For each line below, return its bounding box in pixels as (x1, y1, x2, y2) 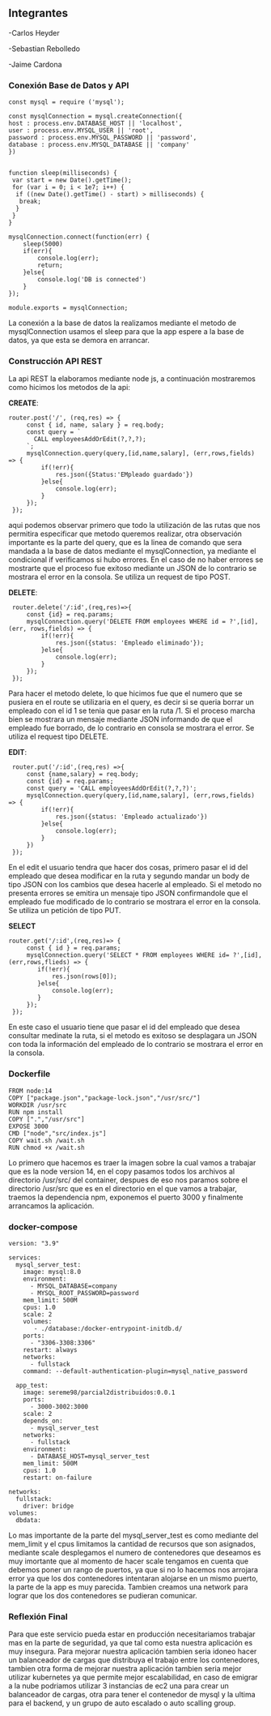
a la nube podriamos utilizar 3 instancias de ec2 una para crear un (8, 1681, 229, 1691)
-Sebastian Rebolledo (8, 44, 81, 54)
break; (19, 198, 42, 206)
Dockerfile (8, 1068, 51, 1079)
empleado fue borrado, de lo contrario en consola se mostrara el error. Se (8, 723, 255, 733)
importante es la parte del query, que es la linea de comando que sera (8, 538, 243, 547)
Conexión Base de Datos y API (8, 79, 129, 91)
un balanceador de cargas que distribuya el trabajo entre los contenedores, (8, 1655, 260, 1665)
